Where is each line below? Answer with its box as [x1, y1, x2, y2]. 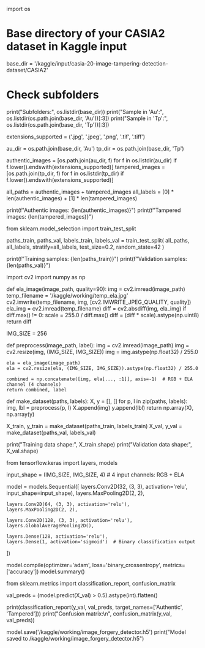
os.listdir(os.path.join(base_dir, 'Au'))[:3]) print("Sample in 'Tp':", [6, 115, 168, 122]
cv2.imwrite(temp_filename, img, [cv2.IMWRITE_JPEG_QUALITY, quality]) [6, 298, 192, 306]
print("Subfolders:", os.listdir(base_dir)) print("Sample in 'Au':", [6, 108, 164, 115]
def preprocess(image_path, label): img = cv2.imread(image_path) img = [6, 341, 190, 348]
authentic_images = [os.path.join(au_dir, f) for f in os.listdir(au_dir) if [6, 156, 177, 164]
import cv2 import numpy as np [6, 273, 86, 281]
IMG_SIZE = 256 [6, 330, 47, 337]
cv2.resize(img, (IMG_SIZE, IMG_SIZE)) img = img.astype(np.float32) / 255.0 [6, 348, 199, 355]
